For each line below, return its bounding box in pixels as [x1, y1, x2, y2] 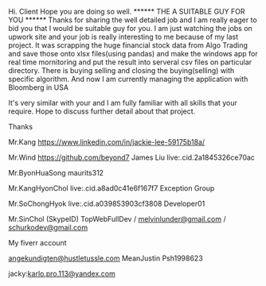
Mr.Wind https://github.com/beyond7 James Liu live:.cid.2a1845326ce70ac [8, 153, 255, 162]
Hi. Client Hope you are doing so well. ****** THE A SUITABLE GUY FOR [8, 7, 245, 16]
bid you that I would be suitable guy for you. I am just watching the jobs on [8, 24, 252, 33]
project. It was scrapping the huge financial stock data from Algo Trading [8, 41, 248, 50]
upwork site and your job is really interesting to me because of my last [8, 32, 239, 41]
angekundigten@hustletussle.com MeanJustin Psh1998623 [8, 253, 203, 263]
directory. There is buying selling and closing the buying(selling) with [8, 66, 235, 75]
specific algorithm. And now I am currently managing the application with [8, 75, 248, 83]
